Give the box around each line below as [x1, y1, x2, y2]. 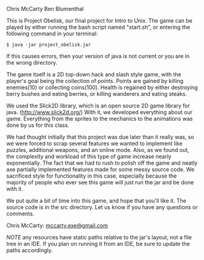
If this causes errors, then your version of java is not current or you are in [6, 52, 190, 60]
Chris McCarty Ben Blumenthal [6, 5, 84, 12]
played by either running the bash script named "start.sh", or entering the [6, 24, 191, 31]
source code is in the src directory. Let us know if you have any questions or [6, 204, 198, 211]
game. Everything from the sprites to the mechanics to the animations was [6, 115, 193, 122]
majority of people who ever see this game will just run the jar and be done [6, 179, 194, 186]
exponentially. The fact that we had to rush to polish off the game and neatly [6, 159, 198, 167]
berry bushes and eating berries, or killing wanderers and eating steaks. [6, 90, 188, 97]
